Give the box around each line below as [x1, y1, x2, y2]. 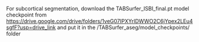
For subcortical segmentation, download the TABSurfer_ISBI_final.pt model [6, 5, 189, 12]
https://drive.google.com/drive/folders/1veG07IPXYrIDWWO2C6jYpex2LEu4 [6, 18, 193, 24]
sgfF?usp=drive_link [6, 24, 56, 31]
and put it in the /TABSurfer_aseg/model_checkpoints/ [57, 24, 190, 31]
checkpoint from [6, 11, 47, 18]
